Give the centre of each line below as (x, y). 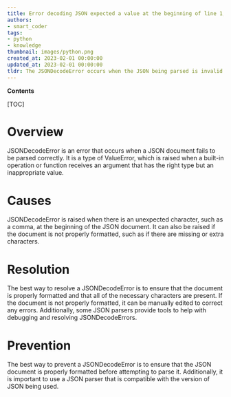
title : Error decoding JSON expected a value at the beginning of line (112, 13)
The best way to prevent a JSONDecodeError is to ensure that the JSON (109, 365)
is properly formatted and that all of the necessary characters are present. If (115, 296)
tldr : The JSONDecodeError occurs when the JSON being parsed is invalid (115, 71)
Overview (35, 132)
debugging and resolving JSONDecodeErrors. (72, 318)
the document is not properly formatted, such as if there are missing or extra (115, 234)
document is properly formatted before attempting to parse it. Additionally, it (115, 372)
